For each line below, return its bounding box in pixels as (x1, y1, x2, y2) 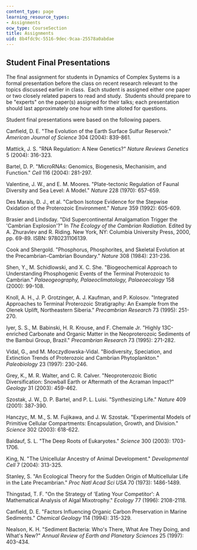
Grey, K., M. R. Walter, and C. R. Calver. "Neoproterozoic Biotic (6, 372, 158, 379)
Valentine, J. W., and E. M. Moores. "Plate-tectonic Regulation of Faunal (6, 180, 179, 187)
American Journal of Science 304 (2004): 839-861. (6, 134, 131, 141)
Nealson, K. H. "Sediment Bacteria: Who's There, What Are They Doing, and (6, 525, 190, 533)
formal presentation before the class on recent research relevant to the (6, 79, 178, 87)
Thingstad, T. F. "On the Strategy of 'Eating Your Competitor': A (6, 490, 160, 498)
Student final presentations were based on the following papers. (6, 116, 162, 123)
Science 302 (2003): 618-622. (6, 426, 79, 433)
